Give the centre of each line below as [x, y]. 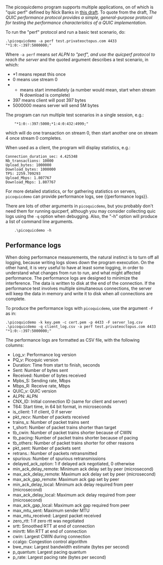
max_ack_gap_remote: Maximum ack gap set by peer [66, 479]
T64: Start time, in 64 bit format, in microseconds [62, 406]
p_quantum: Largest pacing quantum [49, 552]
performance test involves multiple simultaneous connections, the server [79, 288]
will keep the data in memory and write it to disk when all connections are [79, 293]
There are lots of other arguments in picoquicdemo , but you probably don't [80, 206]
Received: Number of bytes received [49, 375]
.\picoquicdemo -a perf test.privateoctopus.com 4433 [61, 41]
